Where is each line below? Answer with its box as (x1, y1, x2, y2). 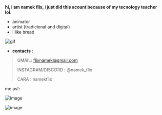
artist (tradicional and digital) (12, 24, 70, 30)
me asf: (5, 86, 20, 92)
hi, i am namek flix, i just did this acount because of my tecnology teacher (5, 4, 158, 10)
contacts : (12, 48, 33, 54)
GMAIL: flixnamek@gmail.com (17, 57, 78, 63)
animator (12, 19, 30, 24)
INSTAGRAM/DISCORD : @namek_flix (17, 67, 93, 73)
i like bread (12, 29, 35, 35)
